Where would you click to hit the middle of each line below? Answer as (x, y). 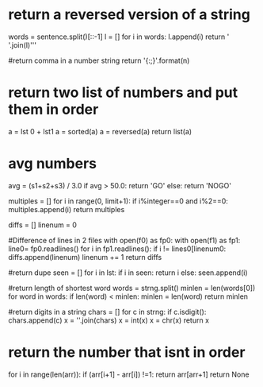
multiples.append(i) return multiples (67, 209)
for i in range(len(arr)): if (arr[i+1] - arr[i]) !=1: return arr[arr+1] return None (129, 374)
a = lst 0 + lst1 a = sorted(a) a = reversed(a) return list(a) (100, 131)
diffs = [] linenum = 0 (43, 225)
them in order (53, 110)
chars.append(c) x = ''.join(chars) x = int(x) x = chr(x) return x (109, 320)
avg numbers (53, 164)
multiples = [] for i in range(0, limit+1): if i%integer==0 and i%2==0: (118, 201)
